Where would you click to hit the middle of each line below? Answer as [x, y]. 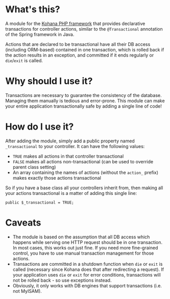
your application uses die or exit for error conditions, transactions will [87, 275]
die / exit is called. [24, 60]
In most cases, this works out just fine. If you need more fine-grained [85, 247]
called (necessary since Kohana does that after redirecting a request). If [88, 269]
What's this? [33, 9]
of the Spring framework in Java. [40, 34]
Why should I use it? [49, 81]
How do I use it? [40, 127]
